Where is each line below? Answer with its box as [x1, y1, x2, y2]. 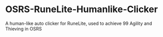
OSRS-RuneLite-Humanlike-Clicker [5, 4, 158, 15]
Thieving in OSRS [5, 25, 42, 31]
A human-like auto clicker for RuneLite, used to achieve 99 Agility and [5, 20, 152, 26]
